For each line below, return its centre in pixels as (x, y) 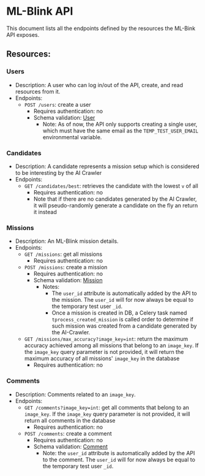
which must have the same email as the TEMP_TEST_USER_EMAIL (121, 131)
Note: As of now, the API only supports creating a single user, (120, 124)
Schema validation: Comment (71, 447)
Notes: (51, 287)
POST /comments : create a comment (68, 433)
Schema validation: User (64, 117)
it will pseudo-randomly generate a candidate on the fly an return (116, 205)
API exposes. (23, 34)
